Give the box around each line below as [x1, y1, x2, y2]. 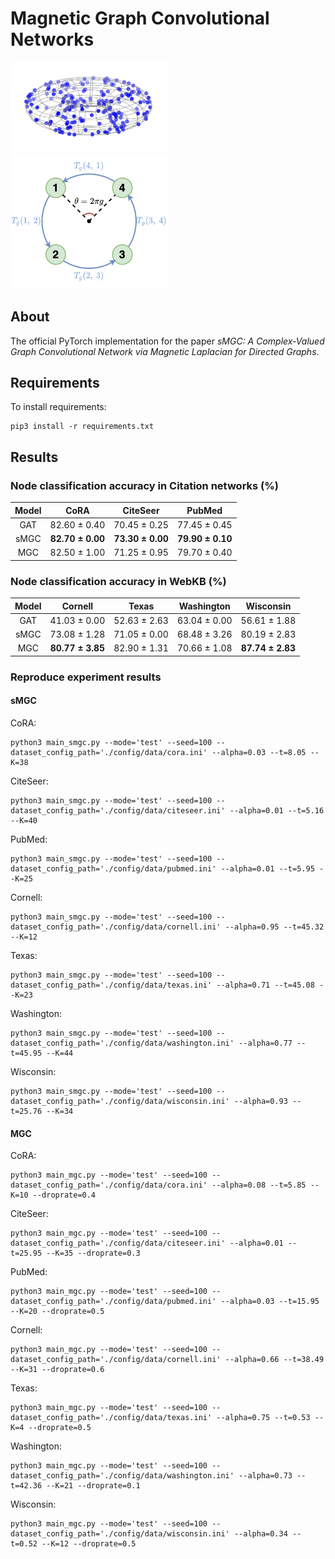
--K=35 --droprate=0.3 [46, 1248, 141, 1259]
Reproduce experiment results [10, 670, 162, 684]
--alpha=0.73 [238, 1471, 293, 1481]
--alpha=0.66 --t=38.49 [224, 1355, 325, 1365]
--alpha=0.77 [238, 1038, 293, 1049]
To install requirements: [10, 401, 107, 413]
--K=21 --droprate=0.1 [46, 1481, 141, 1491]
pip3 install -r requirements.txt [10, 422, 155, 432]
